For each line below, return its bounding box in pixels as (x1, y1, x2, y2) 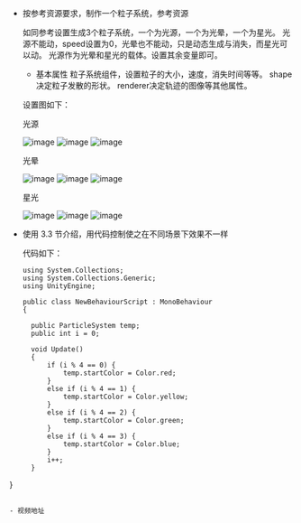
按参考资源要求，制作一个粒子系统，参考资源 (22, 8, 189, 18)
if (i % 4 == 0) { (46, 360, 116, 369)
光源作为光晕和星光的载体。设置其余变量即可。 (48, 50, 223, 61)
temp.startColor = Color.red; (62, 369, 177, 378)
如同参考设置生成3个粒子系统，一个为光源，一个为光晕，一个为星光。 (22, 27, 281, 38)
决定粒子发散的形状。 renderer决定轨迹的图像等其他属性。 (35, 80, 252, 90)
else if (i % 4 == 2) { (46, 408, 137, 417)
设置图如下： (22, 99, 70, 110)
